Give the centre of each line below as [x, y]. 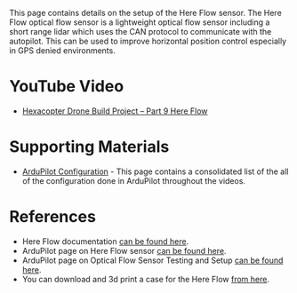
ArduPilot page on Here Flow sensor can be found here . [124, 250]
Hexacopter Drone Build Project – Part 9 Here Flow [115, 111]
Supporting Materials [89, 147]
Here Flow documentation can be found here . [105, 241]
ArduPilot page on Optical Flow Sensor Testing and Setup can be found [153, 260]
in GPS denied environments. [62, 51]
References [52, 217]
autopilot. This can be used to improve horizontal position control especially [148, 41]
